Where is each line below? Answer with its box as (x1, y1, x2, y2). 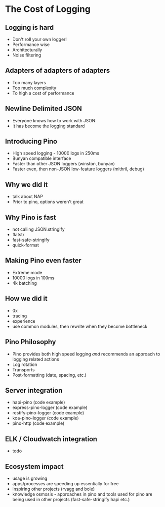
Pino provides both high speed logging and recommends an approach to (12, 351, 161, 357)
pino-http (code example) (12, 420, 65, 426)
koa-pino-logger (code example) (12, 415, 79, 421)
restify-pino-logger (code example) (12, 410, 84, 416)
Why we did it (5, 180, 48, 189)
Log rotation (12, 361, 38, 367)
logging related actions (12, 356, 59, 362)
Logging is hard (5, 23, 54, 32)
